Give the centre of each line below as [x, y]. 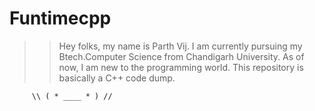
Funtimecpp [60, 18]
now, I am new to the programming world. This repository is [181, 67]
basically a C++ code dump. [117, 78]
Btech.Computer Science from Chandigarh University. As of [181, 56]
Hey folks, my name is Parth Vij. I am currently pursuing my [180, 46]
